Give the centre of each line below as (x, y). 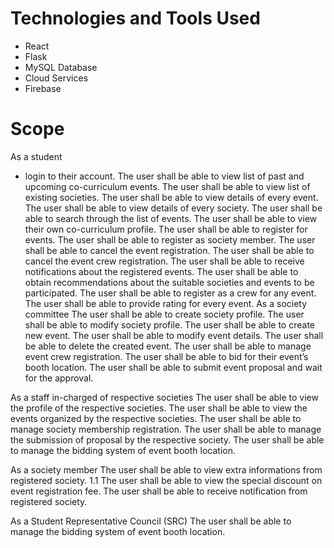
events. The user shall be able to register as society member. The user (170, 239)
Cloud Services (56, 78)
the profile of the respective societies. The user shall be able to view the (159, 408)
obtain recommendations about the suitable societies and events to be (169, 282)
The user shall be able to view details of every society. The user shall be (173, 208)
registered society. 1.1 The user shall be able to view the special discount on (166, 480)
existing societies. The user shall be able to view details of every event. (171, 197)
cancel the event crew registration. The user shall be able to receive (164, 261)
